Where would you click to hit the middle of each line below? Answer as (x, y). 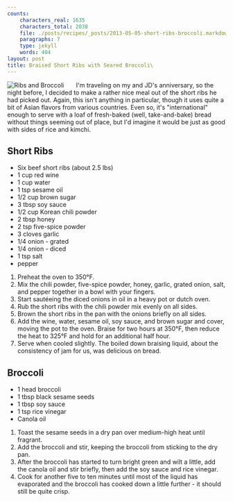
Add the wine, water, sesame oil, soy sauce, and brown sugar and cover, (121, 321)
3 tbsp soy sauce (42, 205)
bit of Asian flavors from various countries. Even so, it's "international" (107, 107)
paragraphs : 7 (40, 40)
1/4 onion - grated (43, 242)
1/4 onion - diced (42, 249)
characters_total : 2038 (54, 26)
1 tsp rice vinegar (42, 412)
